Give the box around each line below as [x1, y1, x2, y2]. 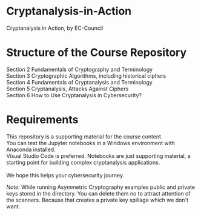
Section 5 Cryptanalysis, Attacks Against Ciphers [6, 85, 129, 92]
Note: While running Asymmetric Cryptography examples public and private [6, 183, 196, 191]
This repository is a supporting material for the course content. [6, 132, 163, 140]
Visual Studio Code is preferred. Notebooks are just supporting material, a [6, 152, 191, 159]
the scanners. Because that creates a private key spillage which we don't [6, 196, 189, 203]
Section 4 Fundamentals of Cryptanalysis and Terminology [6, 78, 153, 86]
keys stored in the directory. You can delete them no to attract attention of [6, 189, 191, 197]
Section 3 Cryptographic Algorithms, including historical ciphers [6, 72, 166, 80]
